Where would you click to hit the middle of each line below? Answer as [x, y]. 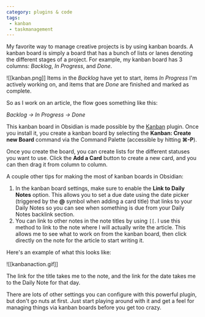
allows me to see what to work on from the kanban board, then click [101, 234]
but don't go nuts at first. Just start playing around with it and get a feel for [100, 301]
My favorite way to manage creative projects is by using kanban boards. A [100, 47]
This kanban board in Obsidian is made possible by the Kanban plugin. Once [102, 127]
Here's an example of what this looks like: [59, 253]
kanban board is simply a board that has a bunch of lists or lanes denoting [100, 53]
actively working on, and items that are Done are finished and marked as [98, 85]
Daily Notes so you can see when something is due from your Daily [100, 208]
